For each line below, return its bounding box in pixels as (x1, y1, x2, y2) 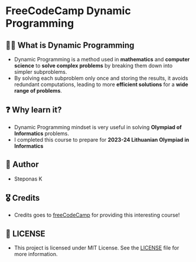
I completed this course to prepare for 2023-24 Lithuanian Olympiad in (14, 136, 190, 143)
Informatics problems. (14, 130, 69, 137)
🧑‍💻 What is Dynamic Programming (5, 40, 135, 50)
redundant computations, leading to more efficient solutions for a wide (14, 81, 188, 88)
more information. (14, 251, 58, 258)
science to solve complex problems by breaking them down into (14, 62, 173, 69)
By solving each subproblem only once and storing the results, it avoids (14, 75, 188, 81)
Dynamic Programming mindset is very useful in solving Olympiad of (14, 123, 182, 130)
